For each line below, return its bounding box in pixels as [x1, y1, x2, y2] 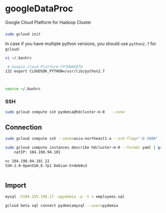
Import [5, 181, 26, 189]
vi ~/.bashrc [5, 55, 32, 60]
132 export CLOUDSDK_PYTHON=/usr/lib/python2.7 [5, 69, 105, 74]
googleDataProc [5, 3, 73, 14]
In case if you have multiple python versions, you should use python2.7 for [5, 41, 157, 46]
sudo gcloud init [5, 32, 41, 37]
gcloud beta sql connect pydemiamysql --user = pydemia [5, 203, 119, 208]
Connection [5, 123, 42, 131]
